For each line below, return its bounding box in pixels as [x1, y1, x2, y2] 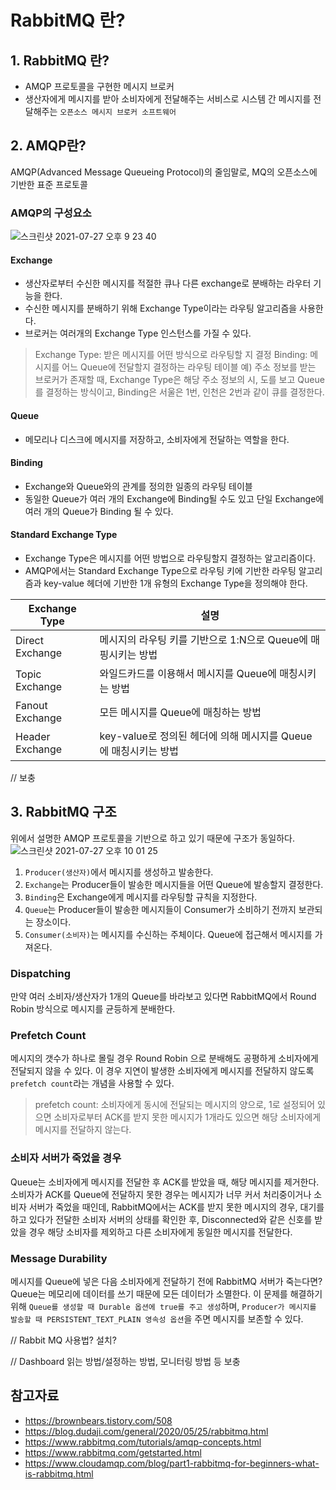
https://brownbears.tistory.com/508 [24, 1414, 173, 1426]
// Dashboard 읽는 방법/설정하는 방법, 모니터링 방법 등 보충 [10, 1355, 241, 1367]
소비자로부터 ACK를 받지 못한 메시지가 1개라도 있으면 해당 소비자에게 [53, 1111, 322, 1123]
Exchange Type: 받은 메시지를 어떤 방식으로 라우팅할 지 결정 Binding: [34, 349, 308, 361]
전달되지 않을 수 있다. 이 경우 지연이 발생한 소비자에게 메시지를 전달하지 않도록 [10, 1065, 315, 1077]
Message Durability [10, 1251, 108, 1265]
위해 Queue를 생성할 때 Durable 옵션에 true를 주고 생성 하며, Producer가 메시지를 [10, 1300, 317, 1312]
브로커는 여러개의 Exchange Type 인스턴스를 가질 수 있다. [24, 327, 252, 340]
